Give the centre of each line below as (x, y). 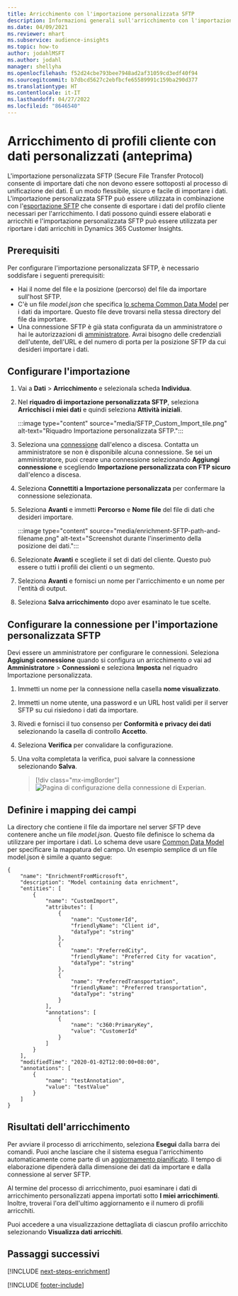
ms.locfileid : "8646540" (44, 106)
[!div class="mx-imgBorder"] (77, 780)
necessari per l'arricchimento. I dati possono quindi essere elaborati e (109, 213)
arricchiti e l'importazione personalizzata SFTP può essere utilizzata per (112, 221)
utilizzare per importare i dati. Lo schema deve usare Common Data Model (116, 842)
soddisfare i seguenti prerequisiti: (56, 275)
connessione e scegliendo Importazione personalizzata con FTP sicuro (124, 467)
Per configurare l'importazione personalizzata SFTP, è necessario (103, 268)
